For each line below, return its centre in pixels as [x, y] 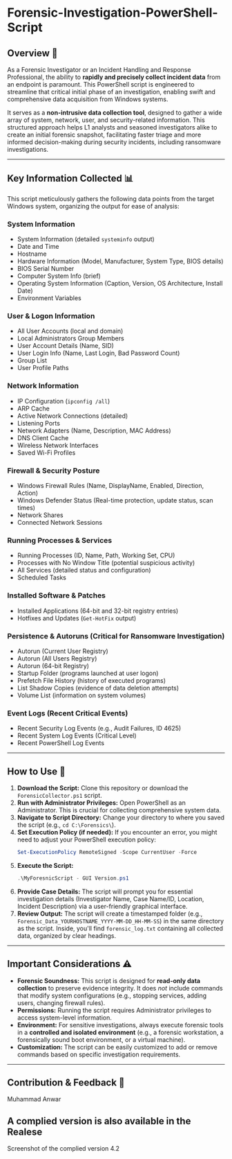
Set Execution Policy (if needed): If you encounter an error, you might [117, 832]
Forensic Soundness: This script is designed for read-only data [109, 981]
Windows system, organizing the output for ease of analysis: [93, 206]
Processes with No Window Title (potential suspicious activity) [106, 563]
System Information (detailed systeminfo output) [86, 239]
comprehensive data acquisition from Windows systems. [88, 99]
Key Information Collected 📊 [70, 178]
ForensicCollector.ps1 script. [59, 795]
